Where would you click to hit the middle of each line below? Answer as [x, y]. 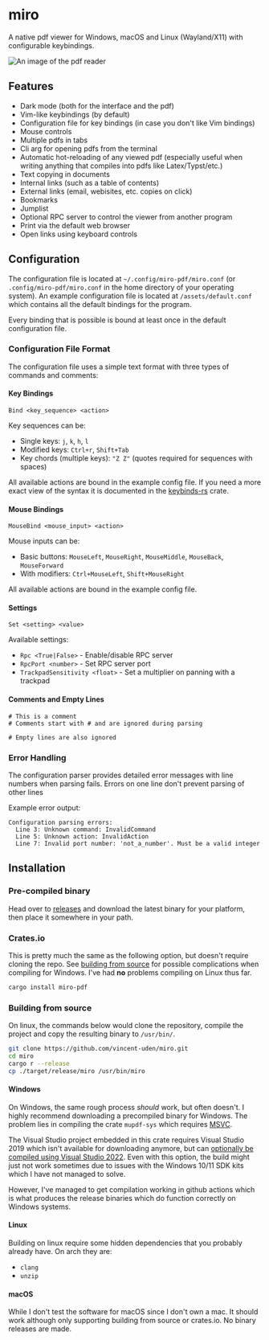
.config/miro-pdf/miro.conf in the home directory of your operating [121, 287]
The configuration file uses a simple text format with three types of [119, 367]
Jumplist [34, 208]
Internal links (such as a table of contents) [89, 182]
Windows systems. [39, 1207]
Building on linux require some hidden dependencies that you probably [125, 1243]
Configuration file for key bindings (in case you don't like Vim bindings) [137, 123]
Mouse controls [46, 131]
